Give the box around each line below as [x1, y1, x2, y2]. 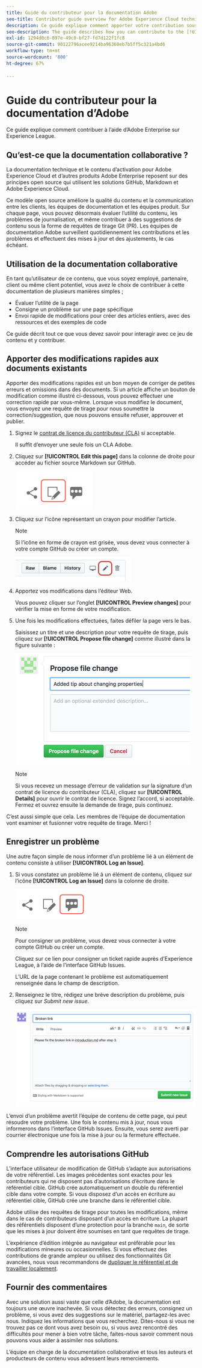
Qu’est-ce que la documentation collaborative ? [6, 150, 188, 160]
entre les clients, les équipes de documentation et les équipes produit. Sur [6, 203, 191, 211]
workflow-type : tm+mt [6, 48, 61, 54]
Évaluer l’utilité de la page [14, 300, 79, 307]
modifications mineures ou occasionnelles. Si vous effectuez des [6, 1245, 167, 1252]
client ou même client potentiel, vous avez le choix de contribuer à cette [6, 282, 185, 289]
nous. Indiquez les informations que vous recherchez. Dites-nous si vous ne [6, 1317, 195, 1325]
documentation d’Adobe [6, 106, 129, 120]
